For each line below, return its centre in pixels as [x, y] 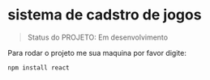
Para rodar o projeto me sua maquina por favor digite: [97, 53]
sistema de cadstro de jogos [105, 15]
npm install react [39, 67]
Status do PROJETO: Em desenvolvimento [97, 37]
